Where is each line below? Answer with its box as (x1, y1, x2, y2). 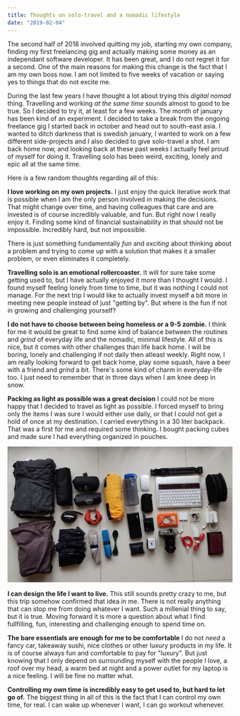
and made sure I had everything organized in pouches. (7, 432, 169, 440)
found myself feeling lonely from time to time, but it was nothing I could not (7, 283, 229, 292)
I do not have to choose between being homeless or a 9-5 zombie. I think (7, 320, 227, 328)
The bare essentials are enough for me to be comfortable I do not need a (7, 633, 226, 642)
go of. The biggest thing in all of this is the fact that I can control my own (7, 692, 221, 701)
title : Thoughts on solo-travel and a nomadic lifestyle (7, 11, 181, 19)
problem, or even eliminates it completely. (7, 254, 131, 263)
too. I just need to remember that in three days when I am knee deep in (7, 373, 216, 381)
